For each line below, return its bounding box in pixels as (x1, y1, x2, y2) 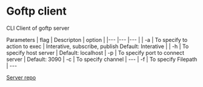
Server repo (6, 74, 36, 81)
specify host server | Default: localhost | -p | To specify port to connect (6, 49, 185, 56)
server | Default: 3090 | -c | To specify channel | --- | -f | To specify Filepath (6, 55, 198, 63)
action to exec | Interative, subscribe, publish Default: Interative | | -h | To (6, 43, 189, 50)
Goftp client (6, 4, 67, 18)
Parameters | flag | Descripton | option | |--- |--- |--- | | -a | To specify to (6, 36, 188, 43)
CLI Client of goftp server (6, 24, 70, 32)
